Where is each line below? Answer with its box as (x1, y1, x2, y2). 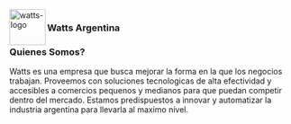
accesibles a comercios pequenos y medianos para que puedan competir (9, 85, 282, 96)
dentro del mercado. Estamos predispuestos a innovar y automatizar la (9, 94, 272, 106)
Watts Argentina (47, 22, 121, 34)
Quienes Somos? (9, 45, 86, 58)
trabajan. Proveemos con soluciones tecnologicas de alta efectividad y (9, 75, 272, 86)
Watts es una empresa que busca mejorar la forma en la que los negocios (9, 66, 283, 77)
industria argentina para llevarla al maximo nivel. (9, 104, 189, 115)
